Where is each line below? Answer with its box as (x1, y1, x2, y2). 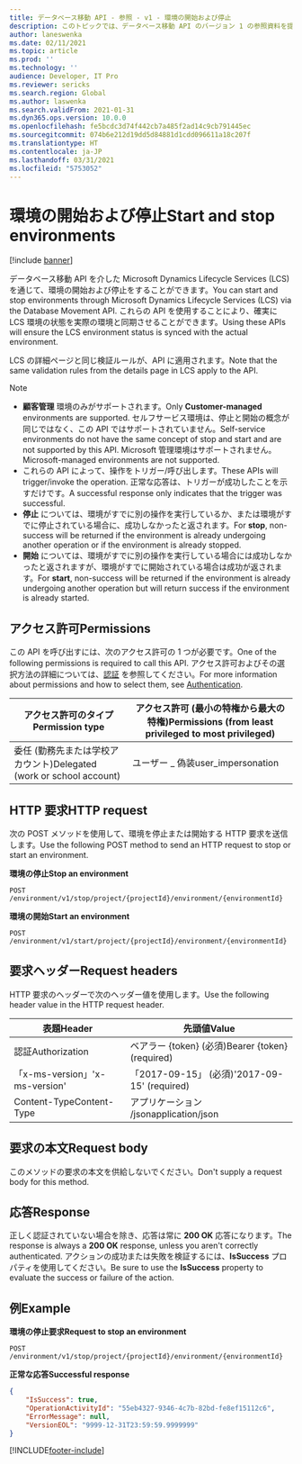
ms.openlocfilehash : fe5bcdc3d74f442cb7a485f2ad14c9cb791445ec (9, 122, 252, 131)
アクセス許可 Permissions (9, 620, 151, 636)
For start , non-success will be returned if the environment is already (37, 573, 291, 583)
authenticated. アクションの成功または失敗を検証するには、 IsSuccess (9, 1251, 270, 1261)
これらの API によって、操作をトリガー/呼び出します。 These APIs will (22, 465, 279, 476)
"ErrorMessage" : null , (25, 1412, 111, 1421)
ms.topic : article (9, 47, 78, 56)
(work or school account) (13, 770, 121, 782)
